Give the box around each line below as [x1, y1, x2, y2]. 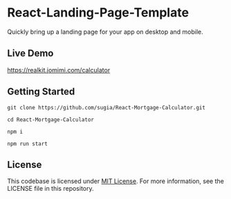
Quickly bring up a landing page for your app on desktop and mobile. [7, 28, 204, 36]
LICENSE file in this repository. [7, 185, 94, 193]
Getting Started [7, 86, 75, 98]
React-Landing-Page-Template [7, 5, 189, 21]
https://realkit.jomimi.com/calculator [7, 65, 111, 74]
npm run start [7, 140, 48, 147]
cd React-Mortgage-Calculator [7, 116, 95, 123]
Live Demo [7, 48, 54, 59]
